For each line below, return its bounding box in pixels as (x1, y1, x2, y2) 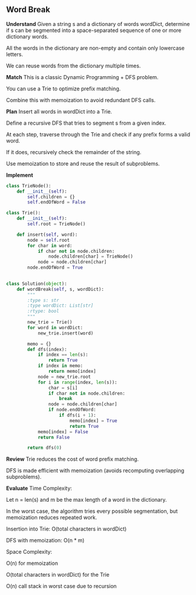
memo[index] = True (69, 418, 117, 424)
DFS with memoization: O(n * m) (6, 537, 84, 544)
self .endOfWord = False (27, 199, 86, 206)
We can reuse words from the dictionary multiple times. (6, 62, 141, 69)
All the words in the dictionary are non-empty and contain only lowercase (6, 44, 185, 51)
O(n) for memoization (6, 560, 58, 567)
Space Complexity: (6, 548, 53, 555)
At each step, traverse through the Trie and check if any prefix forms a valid (6, 131, 191, 138)
